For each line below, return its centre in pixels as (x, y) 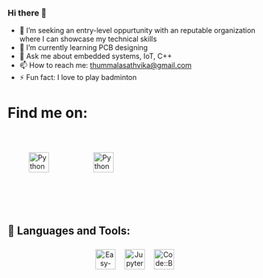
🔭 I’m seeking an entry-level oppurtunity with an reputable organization (137, 31)
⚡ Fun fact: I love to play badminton (78, 78)
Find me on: (48, 113)
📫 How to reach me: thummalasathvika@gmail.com (105, 65)
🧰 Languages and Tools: (69, 231)
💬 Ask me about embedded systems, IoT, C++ (96, 57)
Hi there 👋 (27, 13)
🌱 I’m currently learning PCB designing (83, 48)
